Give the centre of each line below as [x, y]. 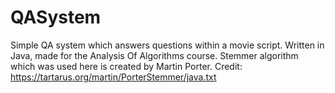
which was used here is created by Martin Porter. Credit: [126, 66]
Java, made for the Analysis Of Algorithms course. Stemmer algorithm [154, 55]
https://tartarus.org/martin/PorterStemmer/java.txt [113, 77]
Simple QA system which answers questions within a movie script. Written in [167, 45]
